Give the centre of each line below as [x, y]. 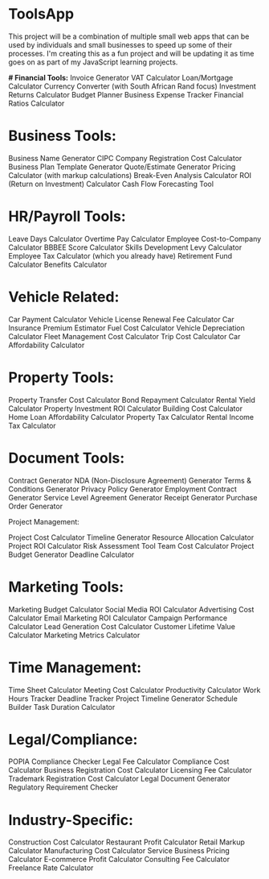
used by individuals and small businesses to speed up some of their [120, 44]
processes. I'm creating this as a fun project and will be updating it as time [131, 53]
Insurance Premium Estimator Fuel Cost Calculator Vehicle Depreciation [126, 328]
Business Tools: [62, 136]
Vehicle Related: [64, 297]
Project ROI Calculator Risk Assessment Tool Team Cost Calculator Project [131, 545]
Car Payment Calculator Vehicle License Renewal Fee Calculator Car [121, 319]
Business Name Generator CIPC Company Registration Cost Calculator [125, 158]
